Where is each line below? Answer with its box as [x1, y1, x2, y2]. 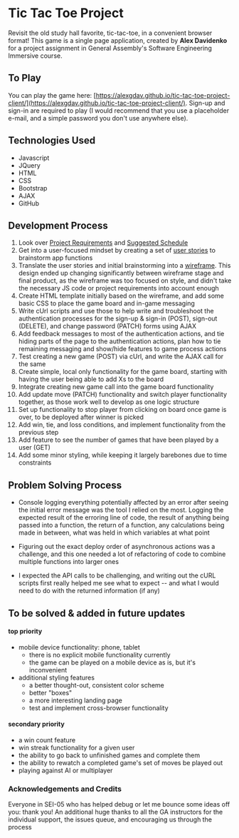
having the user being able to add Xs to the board [18, 375, 164, 383]
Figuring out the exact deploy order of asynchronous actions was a [18, 542, 216, 551]
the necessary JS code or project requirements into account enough [18, 284, 219, 293]
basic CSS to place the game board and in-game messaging [18, 299, 195, 308]
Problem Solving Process [8, 479, 122, 491]
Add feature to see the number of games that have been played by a [18, 435, 219, 444]
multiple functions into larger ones [18, 557, 119, 566]
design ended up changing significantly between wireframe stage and [18, 269, 224, 278]
